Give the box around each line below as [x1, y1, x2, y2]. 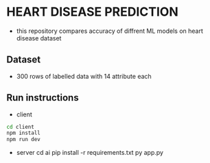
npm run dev [6, 136, 40, 143]
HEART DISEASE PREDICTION [6, 4, 179, 20]
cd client [6, 123, 35, 130]
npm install [6, 129, 40, 137]
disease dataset [16, 34, 62, 42]
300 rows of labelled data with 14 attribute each [16, 72, 152, 80]
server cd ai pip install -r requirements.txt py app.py [16, 149, 164, 157]
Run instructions [6, 92, 80, 103]
